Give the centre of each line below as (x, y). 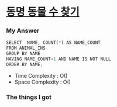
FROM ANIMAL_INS (26, 48)
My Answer (23, 31)
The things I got (29, 97)
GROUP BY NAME (23, 54)
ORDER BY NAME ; (25, 64)
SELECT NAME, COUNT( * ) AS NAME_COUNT (53, 43)
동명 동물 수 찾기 (43, 12)
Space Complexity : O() (43, 82)
